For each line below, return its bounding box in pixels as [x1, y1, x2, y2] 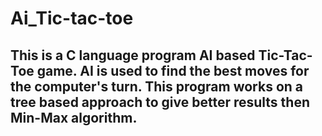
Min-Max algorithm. [10, 109, 138, 126]
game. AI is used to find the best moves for [36, 62, 310, 79]
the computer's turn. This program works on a [10, 78, 304, 95]
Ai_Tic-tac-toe [10, 7, 134, 30]
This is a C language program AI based [10, 47, 256, 64]
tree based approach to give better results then [10, 93, 311, 111]
